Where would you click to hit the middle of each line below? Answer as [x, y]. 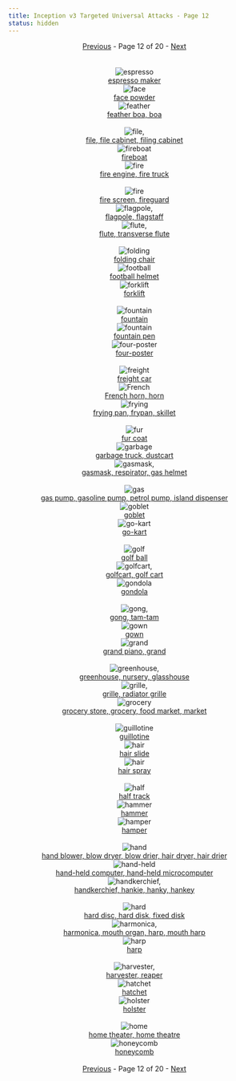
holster [134, 1009]
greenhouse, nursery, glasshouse [134, 676]
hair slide [134, 753]
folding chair [134, 259]
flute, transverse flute [134, 233]
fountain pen [134, 336]
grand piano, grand [134, 651]
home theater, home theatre [134, 1034]
